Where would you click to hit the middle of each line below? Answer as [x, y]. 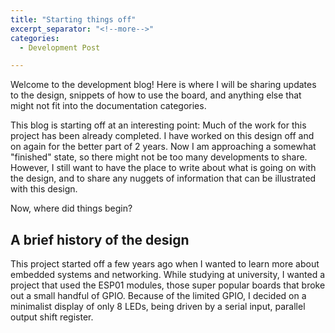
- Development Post [60, 47]
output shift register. [52, 317]
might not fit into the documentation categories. [108, 106]
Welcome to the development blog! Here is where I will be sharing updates [163, 85]
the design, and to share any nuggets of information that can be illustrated [163, 178]
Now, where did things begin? [71, 208]
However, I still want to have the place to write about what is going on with [163, 168]
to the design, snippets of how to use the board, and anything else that [156, 95]
